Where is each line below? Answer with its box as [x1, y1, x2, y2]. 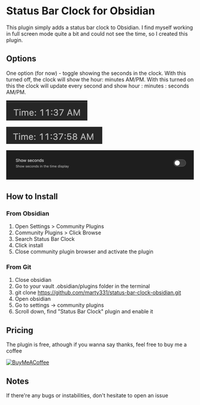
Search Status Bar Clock [14, 236, 75, 243]
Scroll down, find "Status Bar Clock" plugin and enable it [14, 308, 154, 315]
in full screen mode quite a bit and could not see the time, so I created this [6, 30, 188, 37]
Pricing [6, 325, 34, 335]
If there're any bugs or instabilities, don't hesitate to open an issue [6, 392, 168, 399]
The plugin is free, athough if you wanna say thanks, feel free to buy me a [6, 341, 187, 349]
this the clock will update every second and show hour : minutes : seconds [6, 82, 189, 89]
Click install [14, 242, 43, 249]
